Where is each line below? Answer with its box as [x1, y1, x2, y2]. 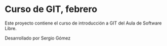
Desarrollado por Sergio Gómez [5, 35, 71, 41]
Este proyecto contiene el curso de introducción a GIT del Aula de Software [5, 20, 162, 26]
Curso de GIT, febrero [5, 3, 97, 15]
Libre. [5, 25, 17, 31]
